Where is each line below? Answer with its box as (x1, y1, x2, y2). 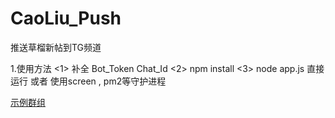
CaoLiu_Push (10, 7, 122, 30)
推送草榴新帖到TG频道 (10, 41, 102, 53)
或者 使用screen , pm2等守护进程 (29, 75, 167, 87)
